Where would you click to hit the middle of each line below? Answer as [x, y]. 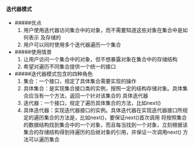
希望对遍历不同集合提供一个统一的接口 [69, 66]
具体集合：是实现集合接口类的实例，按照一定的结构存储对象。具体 [103, 89]
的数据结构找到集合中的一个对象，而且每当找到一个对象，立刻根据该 [105, 125]
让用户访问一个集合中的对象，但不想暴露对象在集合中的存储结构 [100, 59]
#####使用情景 [33, 52]
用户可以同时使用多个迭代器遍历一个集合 [72, 45]
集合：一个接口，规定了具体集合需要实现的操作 [80, 81]
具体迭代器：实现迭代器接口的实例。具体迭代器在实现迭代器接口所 [103, 110]
